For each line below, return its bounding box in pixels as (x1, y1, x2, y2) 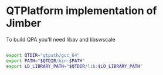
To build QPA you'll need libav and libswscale (6, 36, 116, 43)
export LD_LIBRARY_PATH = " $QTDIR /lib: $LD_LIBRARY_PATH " (6, 63, 143, 69)
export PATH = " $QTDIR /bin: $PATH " (6, 57, 85, 64)
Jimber (6, 16, 42, 30)
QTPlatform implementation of (6, 4, 157, 18)
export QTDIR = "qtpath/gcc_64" (6, 52, 80, 58)
